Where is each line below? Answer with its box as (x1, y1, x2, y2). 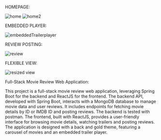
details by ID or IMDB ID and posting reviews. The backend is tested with (5, 109, 150, 114)
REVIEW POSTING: (5, 42, 43, 47)
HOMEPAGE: (5, 4, 30, 10)
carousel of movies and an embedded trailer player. (5, 129, 108, 135)
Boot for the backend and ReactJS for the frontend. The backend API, (5, 94, 144, 99)
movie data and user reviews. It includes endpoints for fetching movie (5, 104, 144, 109)
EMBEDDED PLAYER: (5, 23, 47, 28)
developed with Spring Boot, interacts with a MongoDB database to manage (5, 98, 156, 104)
